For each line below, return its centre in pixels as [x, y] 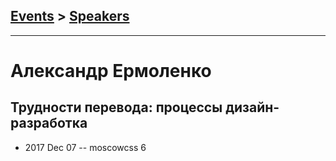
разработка [49, 123]
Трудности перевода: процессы [116, 107]
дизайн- [252, 107]
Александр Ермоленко [111, 71]
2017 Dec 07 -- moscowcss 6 [85, 147]
